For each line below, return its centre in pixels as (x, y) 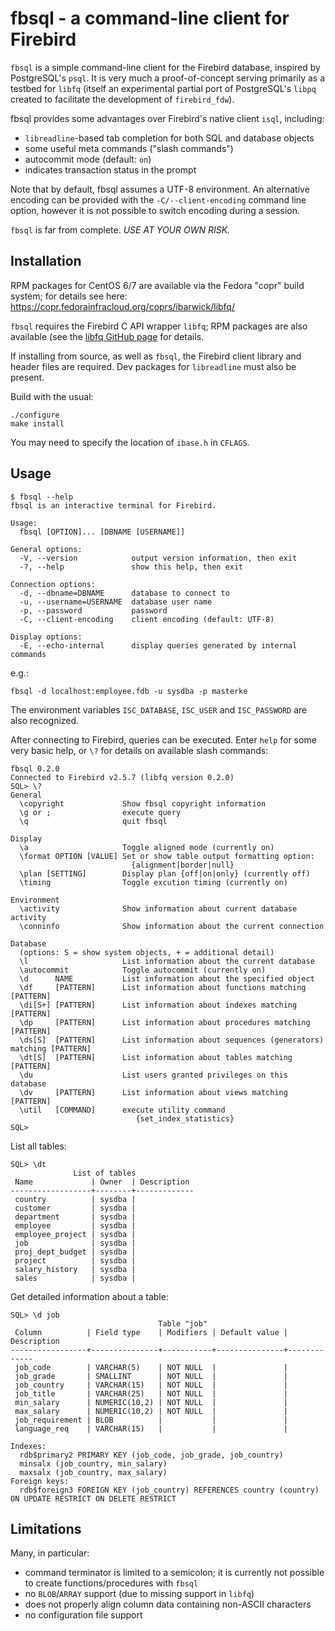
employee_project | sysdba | (75, 1234)
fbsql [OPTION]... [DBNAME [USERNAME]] (102, 532)
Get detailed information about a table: (89, 1296)
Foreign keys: (40, 1481)
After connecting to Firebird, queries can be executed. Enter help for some (163, 739)
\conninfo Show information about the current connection (172, 926)
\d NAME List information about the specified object (167, 978)
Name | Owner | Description (102, 1182)
